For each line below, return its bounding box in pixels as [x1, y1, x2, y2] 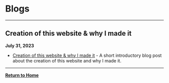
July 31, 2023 [5, 42, 34, 48]
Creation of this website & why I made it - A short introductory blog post [12, 52, 162, 58]
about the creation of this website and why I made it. [12, 57, 122, 63]
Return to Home [5, 72, 39, 78]
